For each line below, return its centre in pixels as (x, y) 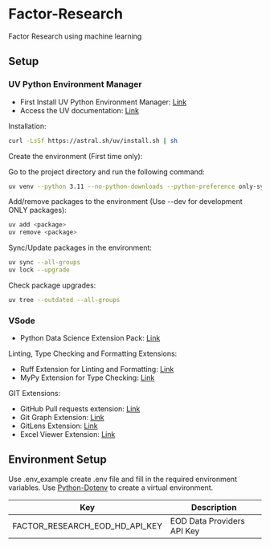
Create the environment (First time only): (76, 156)
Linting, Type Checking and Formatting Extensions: (93, 353)
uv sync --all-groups (45, 263)
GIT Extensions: (35, 394)
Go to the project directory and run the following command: (106, 171)
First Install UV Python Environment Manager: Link (103, 102)
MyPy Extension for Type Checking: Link (87, 378)
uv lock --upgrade (39, 270)
